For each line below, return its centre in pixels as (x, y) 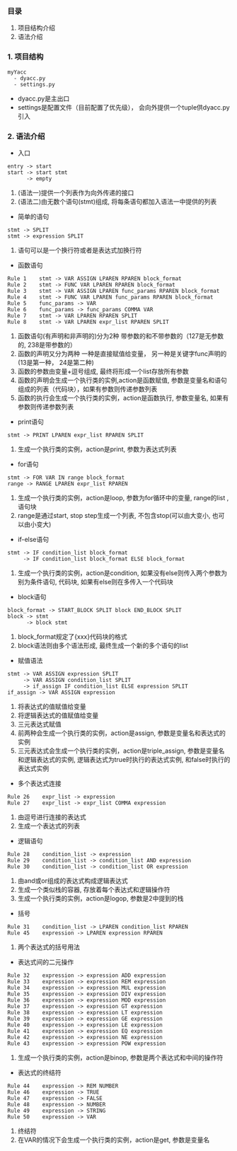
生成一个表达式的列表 (48, 826)
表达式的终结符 (39, 1072)
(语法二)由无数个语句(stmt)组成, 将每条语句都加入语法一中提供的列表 (117, 201)
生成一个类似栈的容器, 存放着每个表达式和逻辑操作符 (94, 889)
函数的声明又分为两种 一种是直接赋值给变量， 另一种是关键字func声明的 (122, 353)
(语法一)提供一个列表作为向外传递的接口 (76, 192)
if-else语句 (33, 539)
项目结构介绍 (36, 28)
